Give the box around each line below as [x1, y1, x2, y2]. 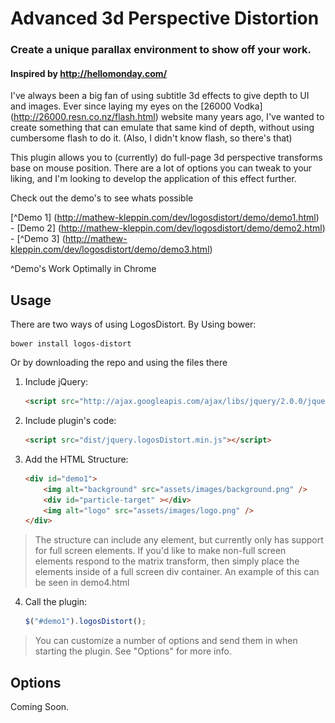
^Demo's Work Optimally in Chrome [10, 263, 157, 275]
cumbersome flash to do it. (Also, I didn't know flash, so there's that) [10, 132, 293, 144]
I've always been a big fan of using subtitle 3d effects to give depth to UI [10, 90, 310, 102]
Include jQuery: [24, 376, 89, 388]
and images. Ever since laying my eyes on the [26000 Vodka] [10, 100, 263, 112]
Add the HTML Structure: [24, 453, 129, 465]
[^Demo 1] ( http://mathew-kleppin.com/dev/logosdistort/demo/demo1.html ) [10, 212, 320, 224]
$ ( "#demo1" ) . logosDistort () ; [24, 617, 147, 627]
